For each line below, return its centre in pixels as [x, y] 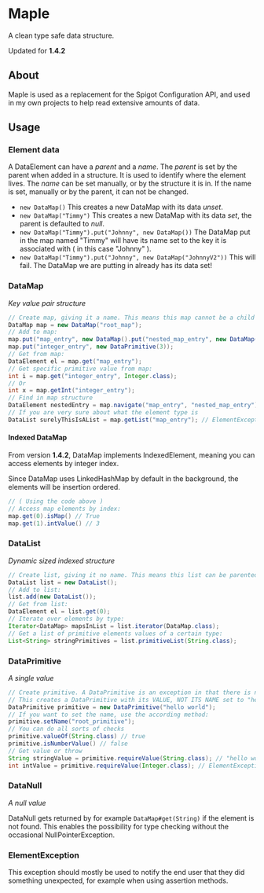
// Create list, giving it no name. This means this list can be [117, 575]
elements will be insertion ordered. [64, 487]
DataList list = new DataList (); [63, 582]
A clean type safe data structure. [61, 35]
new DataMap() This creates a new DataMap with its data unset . [121, 207]
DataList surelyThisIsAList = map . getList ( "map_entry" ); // [109, 420]
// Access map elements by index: [65, 509]
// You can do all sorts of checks [66, 729]
